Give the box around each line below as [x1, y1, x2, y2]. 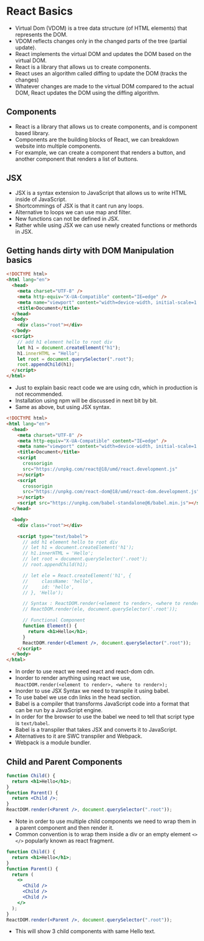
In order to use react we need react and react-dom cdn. [15, 668, 155, 675]
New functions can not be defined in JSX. [15, 215, 120, 222]
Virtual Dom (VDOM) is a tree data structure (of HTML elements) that [15, 24, 188, 32]
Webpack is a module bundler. [15, 739, 91, 746]
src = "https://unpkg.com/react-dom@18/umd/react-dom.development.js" [22, 489, 200, 495]
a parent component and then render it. [15, 824, 114, 831]
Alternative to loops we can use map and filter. [15, 208, 132, 215]
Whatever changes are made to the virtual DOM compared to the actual [15, 82, 194, 89]
